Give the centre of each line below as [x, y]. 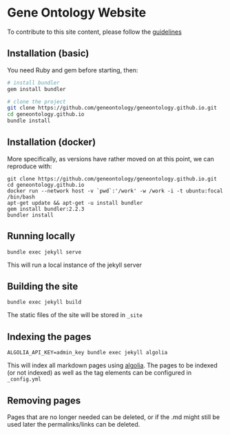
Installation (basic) [48, 53]
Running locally [41, 236]
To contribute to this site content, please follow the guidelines [95, 32]
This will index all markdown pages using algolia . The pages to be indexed [113, 365]
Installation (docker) [52, 142]
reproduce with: [30, 166]
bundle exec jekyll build [44, 302]
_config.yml [24, 380]
